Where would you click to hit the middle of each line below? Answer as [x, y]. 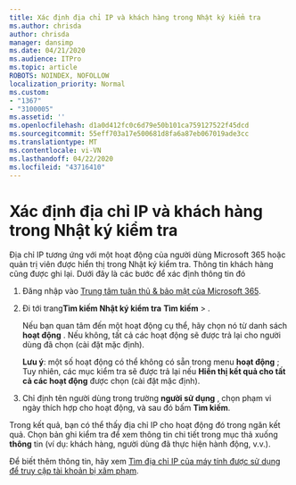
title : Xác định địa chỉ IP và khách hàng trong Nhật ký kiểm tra [135, 17]
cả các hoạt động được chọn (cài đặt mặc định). [111, 381]
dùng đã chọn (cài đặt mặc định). [83, 345]
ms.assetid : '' [37, 117]
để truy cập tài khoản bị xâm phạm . [74, 471]
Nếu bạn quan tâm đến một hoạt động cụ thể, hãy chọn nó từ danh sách [155, 326]
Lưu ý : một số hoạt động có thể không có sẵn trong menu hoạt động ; [151, 362]
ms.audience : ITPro [45, 59]
